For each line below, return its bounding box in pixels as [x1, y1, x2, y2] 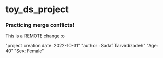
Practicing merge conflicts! [5, 22, 75, 29]
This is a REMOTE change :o [5, 33, 65, 39]
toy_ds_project [5, 4, 69, 15]
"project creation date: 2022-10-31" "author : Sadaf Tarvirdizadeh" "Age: [5, 43, 158, 49]
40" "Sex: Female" [5, 48, 44, 54]
